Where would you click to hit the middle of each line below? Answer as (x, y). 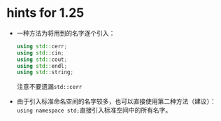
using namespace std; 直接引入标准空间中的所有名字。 (94, 111)
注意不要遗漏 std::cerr (49, 87)
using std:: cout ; (42, 59)
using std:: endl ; (42, 66)
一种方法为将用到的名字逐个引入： (66, 33)
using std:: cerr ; (42, 46)
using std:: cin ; (40, 53)
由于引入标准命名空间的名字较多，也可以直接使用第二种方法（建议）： (116, 101)
